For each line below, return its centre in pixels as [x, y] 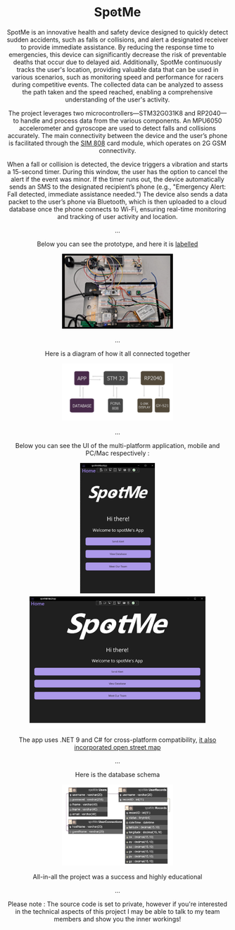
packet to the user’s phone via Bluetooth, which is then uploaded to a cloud [118, 201]
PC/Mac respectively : [118, 453]
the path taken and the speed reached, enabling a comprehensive [118, 92]
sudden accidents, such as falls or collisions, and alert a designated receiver [118, 39]
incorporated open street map [118, 748]
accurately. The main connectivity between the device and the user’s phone [118, 135]
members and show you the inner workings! [118, 919]
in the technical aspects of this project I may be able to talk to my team [118, 912]
